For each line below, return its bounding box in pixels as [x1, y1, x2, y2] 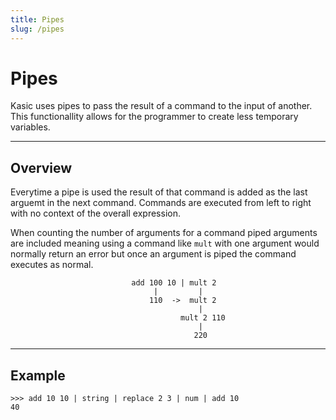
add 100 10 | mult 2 [131, 278, 217, 288]
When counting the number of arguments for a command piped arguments [10, 227, 318, 239]
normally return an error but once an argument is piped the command [10, 248, 297, 260]
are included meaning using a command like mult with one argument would [10, 237, 320, 250]
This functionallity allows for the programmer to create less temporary [10, 111, 299, 123]
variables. [10, 121, 51, 133]
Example [10, 367, 66, 384]
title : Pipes [10, 14, 65, 25]
